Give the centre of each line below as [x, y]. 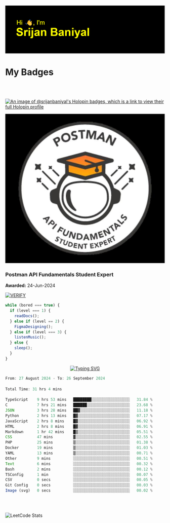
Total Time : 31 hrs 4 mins [34, 389]
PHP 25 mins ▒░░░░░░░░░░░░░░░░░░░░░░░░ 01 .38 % [79, 442]
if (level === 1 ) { [30, 311]
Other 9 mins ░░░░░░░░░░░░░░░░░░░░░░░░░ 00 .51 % [79, 458]
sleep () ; [24, 348]
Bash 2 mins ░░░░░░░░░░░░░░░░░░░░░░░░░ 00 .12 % [79, 469]
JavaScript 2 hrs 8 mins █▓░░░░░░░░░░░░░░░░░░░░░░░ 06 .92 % [79, 421]
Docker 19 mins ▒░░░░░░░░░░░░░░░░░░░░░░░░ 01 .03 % [79, 448]
